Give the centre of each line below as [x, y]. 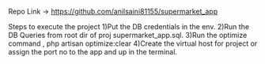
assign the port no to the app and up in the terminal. [93, 52]
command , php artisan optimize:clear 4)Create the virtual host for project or [133, 43]
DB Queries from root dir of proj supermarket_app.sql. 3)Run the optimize [128, 35]
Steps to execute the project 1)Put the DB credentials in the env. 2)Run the [129, 26]
